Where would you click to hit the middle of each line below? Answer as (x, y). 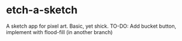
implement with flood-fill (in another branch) (59, 32)
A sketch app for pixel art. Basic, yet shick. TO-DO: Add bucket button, (91, 26)
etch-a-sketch (42, 10)
